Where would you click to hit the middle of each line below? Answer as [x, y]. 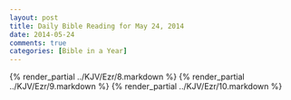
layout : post [34, 18]
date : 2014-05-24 [42, 34]
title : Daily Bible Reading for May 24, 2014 [97, 26]
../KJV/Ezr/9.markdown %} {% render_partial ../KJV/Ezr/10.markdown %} [146, 86]
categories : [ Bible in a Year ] [68, 51]
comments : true [38, 43]
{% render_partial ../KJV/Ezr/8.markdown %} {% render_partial [127, 77]
